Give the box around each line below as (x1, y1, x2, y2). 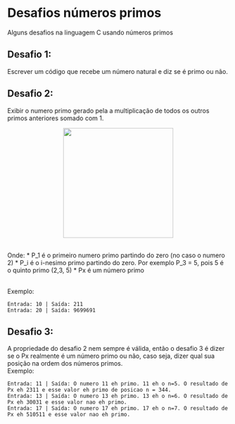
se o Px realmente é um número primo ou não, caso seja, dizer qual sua (7, 352, 215, 360)
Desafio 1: (7, 49, 51, 60)
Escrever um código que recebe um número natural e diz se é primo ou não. (7, 67, 229, 75)
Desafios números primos (7, 5, 162, 21)
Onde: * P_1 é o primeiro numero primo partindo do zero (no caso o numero (7, 251, 225, 259)
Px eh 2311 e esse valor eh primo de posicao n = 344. (7, 387, 172, 394)
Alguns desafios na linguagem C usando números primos (7, 28, 174, 37)
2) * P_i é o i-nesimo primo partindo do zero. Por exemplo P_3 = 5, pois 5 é (7, 258, 224, 266)
